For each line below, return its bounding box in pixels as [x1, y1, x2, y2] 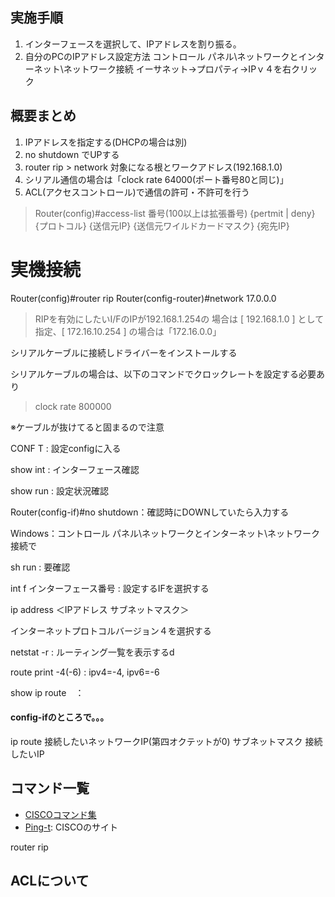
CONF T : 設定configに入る [10, 442, 122, 454]
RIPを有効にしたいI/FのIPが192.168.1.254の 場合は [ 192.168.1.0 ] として [34, 313, 325, 325]
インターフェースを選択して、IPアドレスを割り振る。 [24, 38, 242, 50]
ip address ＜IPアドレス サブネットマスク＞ [10, 603, 190, 615]
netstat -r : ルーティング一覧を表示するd [10, 646, 175, 658]
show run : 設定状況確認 [10, 484, 109, 497]
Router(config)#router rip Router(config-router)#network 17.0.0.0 [10, 292, 277, 304]
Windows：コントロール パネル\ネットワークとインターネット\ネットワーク [10, 527, 321, 539]
